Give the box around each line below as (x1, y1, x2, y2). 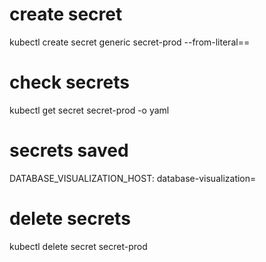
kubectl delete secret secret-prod (9, 240, 148, 252)
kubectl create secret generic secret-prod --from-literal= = (9, 36, 251, 48)
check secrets (9, 71, 130, 94)
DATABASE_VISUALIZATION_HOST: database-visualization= (9, 172, 257, 184)
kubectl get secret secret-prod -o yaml (9, 104, 170, 116)
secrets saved (9, 139, 129, 162)
